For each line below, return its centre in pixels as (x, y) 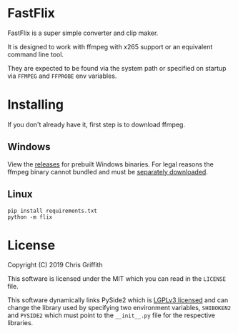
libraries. (20, 323)
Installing (36, 105)
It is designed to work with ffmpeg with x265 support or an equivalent (110, 46)
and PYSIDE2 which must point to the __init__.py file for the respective (111, 315)
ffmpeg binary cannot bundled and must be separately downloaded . (108, 172)
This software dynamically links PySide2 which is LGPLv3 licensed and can (118, 300)
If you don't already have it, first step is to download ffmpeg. (96, 124)
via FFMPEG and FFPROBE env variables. (62, 76)
